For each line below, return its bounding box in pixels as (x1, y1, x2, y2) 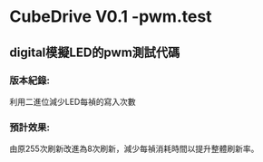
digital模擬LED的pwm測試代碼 (9, 44, 180, 60)
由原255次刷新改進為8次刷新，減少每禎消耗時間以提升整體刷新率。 (9, 143, 259, 155)
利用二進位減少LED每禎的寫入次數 (9, 96, 136, 107)
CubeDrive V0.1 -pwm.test (9, 6, 212, 27)
